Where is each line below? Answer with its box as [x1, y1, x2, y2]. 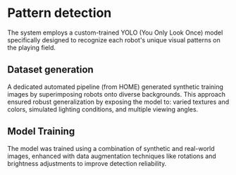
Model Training [7, 126, 75, 138]
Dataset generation [7, 64, 94, 76]
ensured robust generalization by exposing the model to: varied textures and [7, 97, 230, 106]
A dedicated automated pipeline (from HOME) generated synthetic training [7, 83, 224, 91]
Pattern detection [7, 5, 112, 21]
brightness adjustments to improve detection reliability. [7, 159, 167, 167]
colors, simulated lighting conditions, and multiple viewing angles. [7, 104, 199, 114]
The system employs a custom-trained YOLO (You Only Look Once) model [7, 28, 223, 37]
